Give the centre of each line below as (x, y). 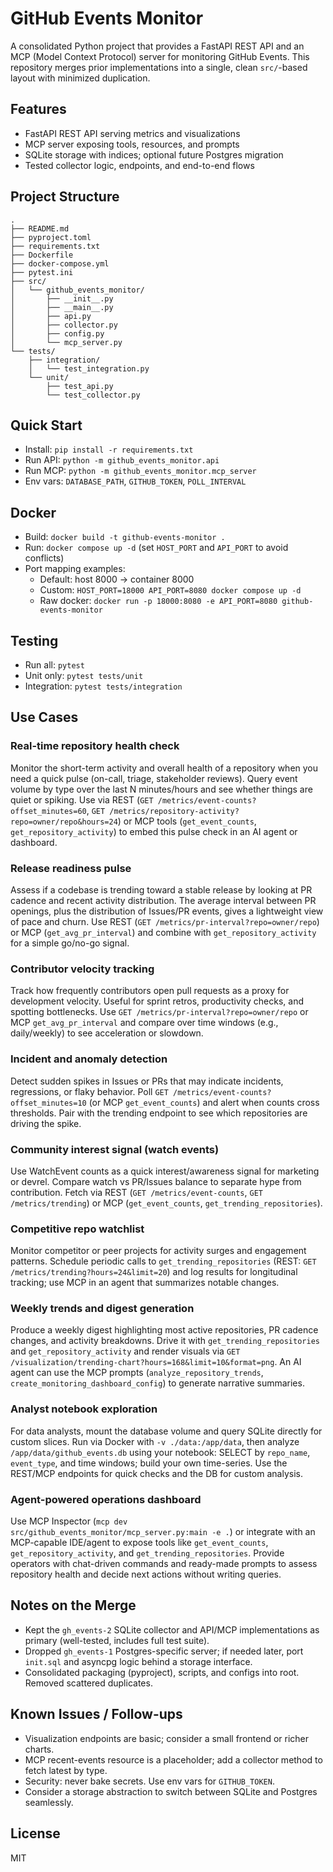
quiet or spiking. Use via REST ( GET (82, 799)
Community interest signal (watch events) (115, 1149)
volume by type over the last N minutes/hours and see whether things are (161, 789)
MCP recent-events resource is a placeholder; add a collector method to (173, 1759)
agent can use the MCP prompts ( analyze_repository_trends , (137, 1373)
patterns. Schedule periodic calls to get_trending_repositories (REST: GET (163, 1261)
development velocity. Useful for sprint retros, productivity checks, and (157, 1001)
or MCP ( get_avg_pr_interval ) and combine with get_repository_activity (163, 932)
